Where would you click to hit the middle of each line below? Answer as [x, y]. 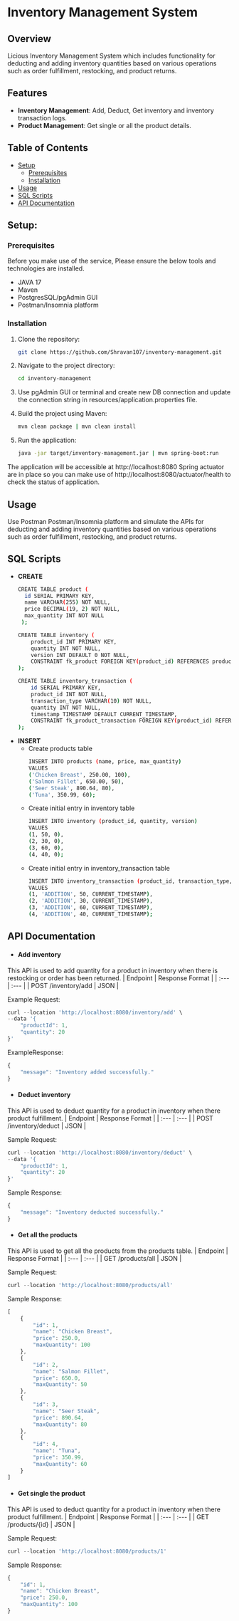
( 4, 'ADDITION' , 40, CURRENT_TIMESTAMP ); [90, 914]
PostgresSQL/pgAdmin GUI [58, 298]
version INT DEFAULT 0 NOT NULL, [80, 655]
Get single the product [51, 1494]
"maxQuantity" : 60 [60, 1464]
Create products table [60, 749]
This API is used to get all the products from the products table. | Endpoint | [118, 1251]
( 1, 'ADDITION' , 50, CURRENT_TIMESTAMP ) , [90, 894]
